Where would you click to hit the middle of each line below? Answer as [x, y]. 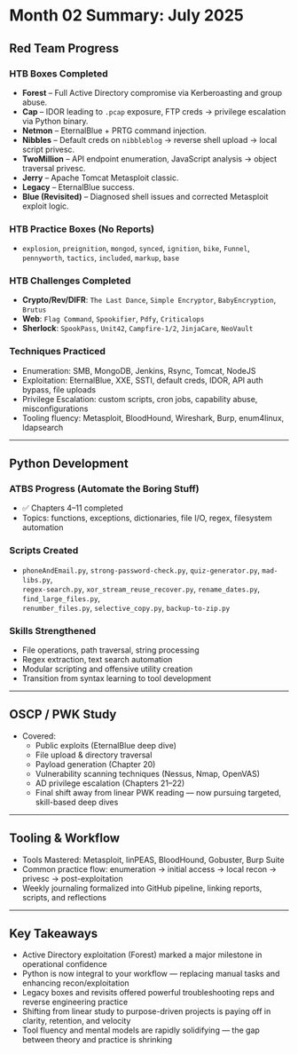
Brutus [34, 310]
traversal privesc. [54, 168]
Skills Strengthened [52, 630]
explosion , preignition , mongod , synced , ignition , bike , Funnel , [136, 249]
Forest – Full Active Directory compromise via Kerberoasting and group [152, 92]
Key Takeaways [54, 934]
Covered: [39, 736]
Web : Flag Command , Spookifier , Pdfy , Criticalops [113, 319]
